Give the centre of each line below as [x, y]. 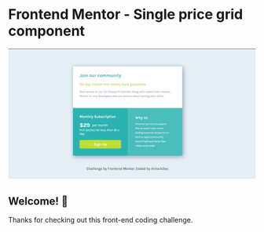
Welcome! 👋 [38, 201]
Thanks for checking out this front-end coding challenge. [101, 220]
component [46, 31]
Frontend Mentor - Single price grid [126, 14]
